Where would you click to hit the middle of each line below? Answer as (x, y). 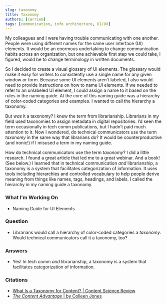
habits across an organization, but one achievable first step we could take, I (83, 54)
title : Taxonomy (22, 15)
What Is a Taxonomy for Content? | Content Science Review (74, 291)
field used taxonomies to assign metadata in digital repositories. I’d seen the (83, 121)
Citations (16, 280)
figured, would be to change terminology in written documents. (70, 59)
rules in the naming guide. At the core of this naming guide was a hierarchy (82, 96)
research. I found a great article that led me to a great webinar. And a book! (82, 158)
